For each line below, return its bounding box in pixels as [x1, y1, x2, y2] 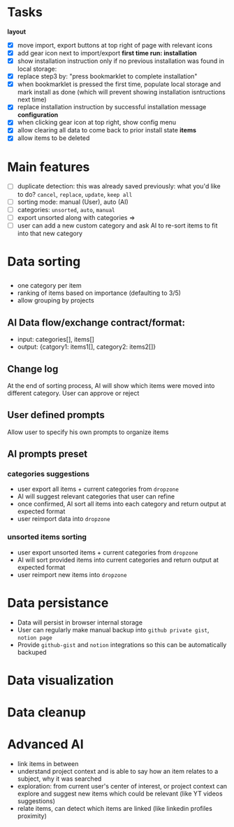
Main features [7, 159, 90, 175]
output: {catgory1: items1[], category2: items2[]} [17, 342, 156, 351]
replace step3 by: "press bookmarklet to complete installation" [17, 72, 198, 81]
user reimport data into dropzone [17, 515, 110, 523]
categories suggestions [7, 469, 89, 479]
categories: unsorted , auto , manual [17, 205, 115, 214]
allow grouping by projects [17, 296, 94, 305]
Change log [7, 363, 59, 375]
